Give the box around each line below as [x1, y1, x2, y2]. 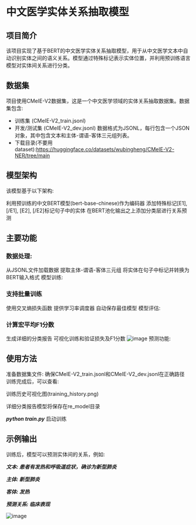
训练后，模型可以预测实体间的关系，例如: [6, 451, 105, 458]
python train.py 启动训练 [6, 415, 67, 422]
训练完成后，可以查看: [6, 378, 60, 385]
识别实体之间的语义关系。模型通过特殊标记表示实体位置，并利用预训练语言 [11, 55, 191, 62]
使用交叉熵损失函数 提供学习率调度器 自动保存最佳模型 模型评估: [6, 304, 161, 311]
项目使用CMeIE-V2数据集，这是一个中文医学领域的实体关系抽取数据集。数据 [6, 97, 190, 104]
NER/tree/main [14, 152, 50, 159]
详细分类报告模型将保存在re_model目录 [6, 402, 101, 409]
